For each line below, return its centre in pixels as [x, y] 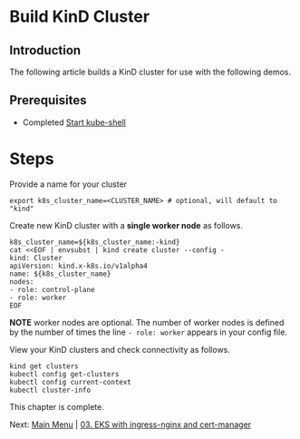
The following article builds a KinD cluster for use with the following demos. [150, 72]
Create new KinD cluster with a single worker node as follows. [126, 225]
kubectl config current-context [70, 382]
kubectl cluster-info [50, 390]
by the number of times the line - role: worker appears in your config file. [149, 332]
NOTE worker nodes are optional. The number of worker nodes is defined [147, 322]
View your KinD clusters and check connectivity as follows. [120, 349]
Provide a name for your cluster [68, 184]
